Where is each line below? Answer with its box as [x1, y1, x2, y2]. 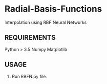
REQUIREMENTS [4, 34, 56, 42]
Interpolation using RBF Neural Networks [4, 19, 87, 25]
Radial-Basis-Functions [4, 3, 102, 15]
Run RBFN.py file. [11, 73, 47, 79]
